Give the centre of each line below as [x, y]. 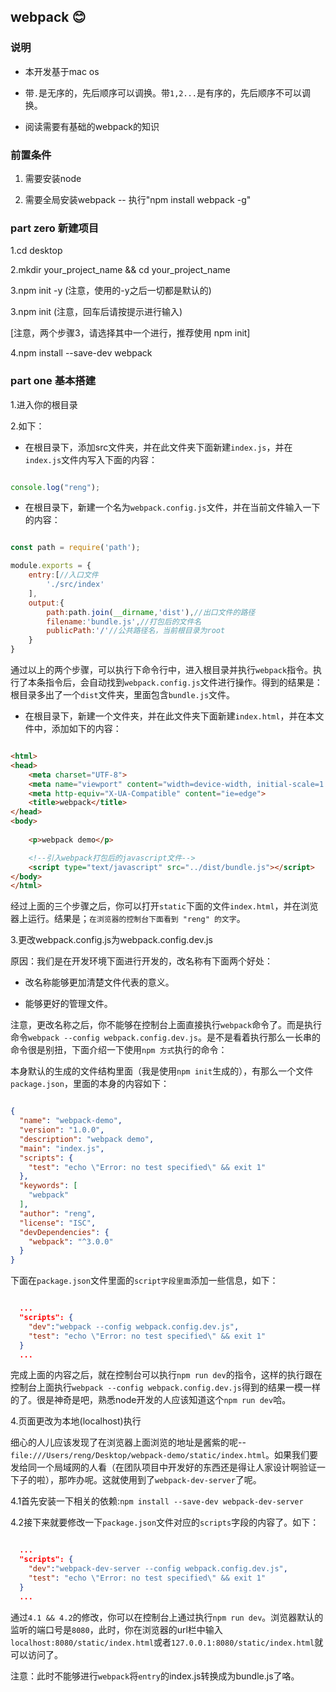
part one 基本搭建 [53, 381]
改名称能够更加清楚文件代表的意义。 [99, 982]
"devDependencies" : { [64, 1232]
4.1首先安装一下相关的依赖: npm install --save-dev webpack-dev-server [157, 1501]
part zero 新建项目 [55, 228]
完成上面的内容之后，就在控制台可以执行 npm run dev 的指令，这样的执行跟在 [166, 1375]
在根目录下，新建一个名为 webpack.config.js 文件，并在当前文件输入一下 [172, 507]
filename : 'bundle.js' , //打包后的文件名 [124, 621]
